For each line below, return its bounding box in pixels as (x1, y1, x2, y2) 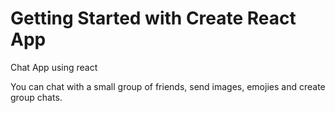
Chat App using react (10, 61, 98, 73)
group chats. (10, 91, 63, 103)
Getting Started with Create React (10, 7, 297, 30)
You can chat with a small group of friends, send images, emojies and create (10, 80, 326, 92)
